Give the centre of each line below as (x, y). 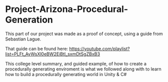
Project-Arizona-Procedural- (67, 9)
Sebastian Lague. (23, 39)
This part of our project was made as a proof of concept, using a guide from (84, 33)
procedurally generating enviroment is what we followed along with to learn (83, 69)
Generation (29, 20)
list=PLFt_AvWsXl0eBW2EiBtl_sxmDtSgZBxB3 (53, 54)
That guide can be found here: (37, 48)
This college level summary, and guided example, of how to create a (76, 63)
